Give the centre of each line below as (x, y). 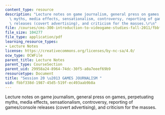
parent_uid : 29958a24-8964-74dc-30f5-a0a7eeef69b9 (58, 69)
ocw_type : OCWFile (24, 55)
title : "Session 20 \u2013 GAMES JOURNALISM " (54, 78)
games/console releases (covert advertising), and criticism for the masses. (81, 107)
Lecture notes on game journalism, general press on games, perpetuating (79, 97)
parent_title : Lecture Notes (35, 60)
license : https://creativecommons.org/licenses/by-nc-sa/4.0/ (70, 51)
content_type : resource (29, 10)
